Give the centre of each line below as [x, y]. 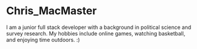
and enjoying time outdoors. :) [43, 40]
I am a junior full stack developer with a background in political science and [99, 27]
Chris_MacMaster [52, 11]
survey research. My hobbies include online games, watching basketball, [96, 33]
